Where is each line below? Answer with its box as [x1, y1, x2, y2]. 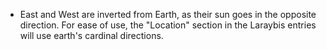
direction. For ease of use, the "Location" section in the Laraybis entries [19, 19, 317, 31]
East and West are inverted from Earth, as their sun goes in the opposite [19, 9, 317, 20]
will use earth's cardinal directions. [19, 30, 164, 41]
